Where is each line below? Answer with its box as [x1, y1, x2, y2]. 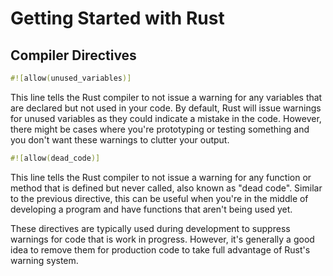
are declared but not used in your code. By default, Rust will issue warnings [10, 102, 322, 114]
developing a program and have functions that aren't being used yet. [10, 203, 293, 215]
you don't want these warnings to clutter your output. [10, 133, 230, 146]
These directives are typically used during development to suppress [10, 222, 291, 234]
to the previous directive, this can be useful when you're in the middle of [10, 192, 309, 204]
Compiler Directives [10, 47, 137, 64]
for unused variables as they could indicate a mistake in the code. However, [10, 112, 322, 124]
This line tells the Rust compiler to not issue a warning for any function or [10, 171, 312, 183]
